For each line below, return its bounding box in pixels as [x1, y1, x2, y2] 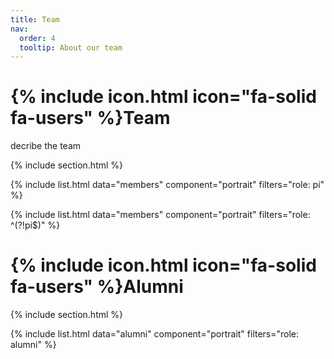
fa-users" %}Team [10, 107, 171, 130]
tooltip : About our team [19, 42, 123, 53]
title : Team [10, 14, 60, 25]
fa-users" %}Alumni [10, 276, 184, 298]
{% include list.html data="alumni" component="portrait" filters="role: [10, 328, 300, 340]
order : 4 [19, 33, 56, 43]
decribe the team [10, 140, 82, 152]
